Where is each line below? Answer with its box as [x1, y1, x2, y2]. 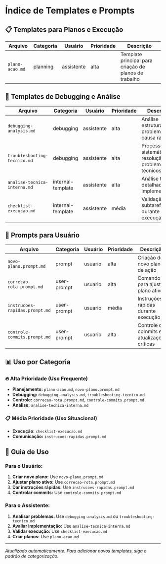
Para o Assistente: [5, 502, 50, 509]
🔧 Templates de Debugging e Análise [5, 92, 121, 101]
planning [33, 63, 54, 70]
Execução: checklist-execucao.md [12, 428, 83, 434]
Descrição [127, 43, 152, 49]
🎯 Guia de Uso [5, 448, 49, 456]
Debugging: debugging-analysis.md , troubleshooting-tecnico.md [12, 392, 145, 398]
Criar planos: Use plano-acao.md [12, 533, 79, 539]
